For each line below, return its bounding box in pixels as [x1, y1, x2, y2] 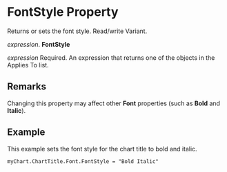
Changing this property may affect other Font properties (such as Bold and [7, 99, 221, 107]
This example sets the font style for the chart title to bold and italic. [7, 144, 198, 153]
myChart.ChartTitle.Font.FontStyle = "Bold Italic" [7, 158, 159, 165]
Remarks [7, 80, 47, 93]
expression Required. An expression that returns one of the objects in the [7, 53, 215, 62]
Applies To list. [7, 61, 50, 69]
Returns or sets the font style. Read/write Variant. [7, 27, 148, 35]
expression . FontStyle [7, 40, 70, 48]
